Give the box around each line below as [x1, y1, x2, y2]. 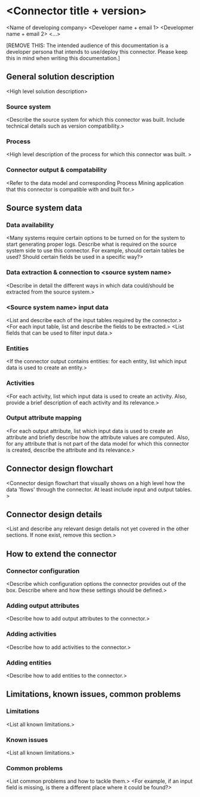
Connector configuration [6, 567, 80, 575]
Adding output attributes [6, 601, 79, 610]
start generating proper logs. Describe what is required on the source [6, 240, 177, 248]
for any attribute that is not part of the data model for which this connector [6, 440, 189, 447]
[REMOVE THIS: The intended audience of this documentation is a [6, 42, 169, 49]
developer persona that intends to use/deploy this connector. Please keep [6, 48, 188, 55]
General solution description [6, 72, 115, 82]
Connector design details [6, 509, 103, 520]
